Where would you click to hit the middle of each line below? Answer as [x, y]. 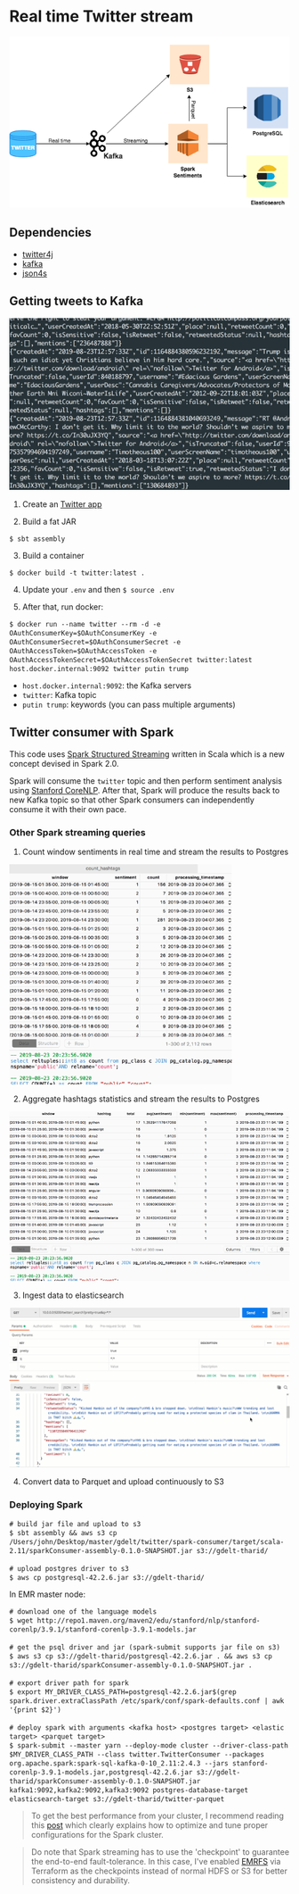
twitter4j [37, 254]
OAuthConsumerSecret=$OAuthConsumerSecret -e [95, 642]
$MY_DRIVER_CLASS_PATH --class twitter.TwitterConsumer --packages [137, 1754]
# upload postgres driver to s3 [69, 1568]
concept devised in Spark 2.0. [64, 763]
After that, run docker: [63, 606]
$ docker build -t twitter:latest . [77, 573]
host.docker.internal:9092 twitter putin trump [99, 669]
